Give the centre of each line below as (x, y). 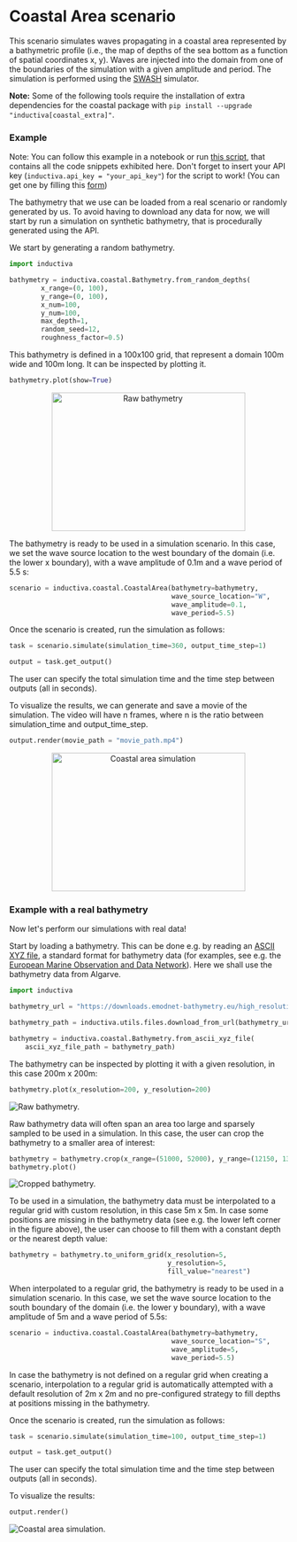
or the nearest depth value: (58, 1239)
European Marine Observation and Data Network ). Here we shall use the (141, 965)
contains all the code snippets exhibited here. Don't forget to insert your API (147, 167)
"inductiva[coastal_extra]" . (62, 114)
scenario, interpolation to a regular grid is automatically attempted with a (141, 1384)
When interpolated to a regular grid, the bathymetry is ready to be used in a (147, 1288)
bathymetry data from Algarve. (65, 975)
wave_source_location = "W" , (221, 596)
